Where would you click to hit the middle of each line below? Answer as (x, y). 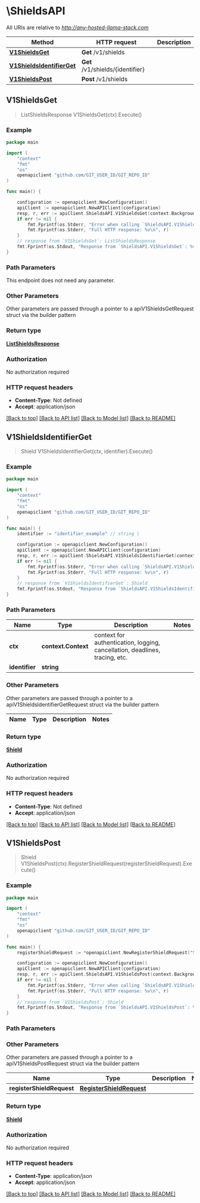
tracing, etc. (111, 658)
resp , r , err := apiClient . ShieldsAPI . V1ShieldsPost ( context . (96, 974)
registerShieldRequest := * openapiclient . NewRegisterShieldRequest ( (104, 952)
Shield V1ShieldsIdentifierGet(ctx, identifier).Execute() (87, 452)
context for (110, 635)
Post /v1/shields (104, 79)
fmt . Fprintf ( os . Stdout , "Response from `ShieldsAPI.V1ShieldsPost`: (104, 1008)
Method (43, 42)
